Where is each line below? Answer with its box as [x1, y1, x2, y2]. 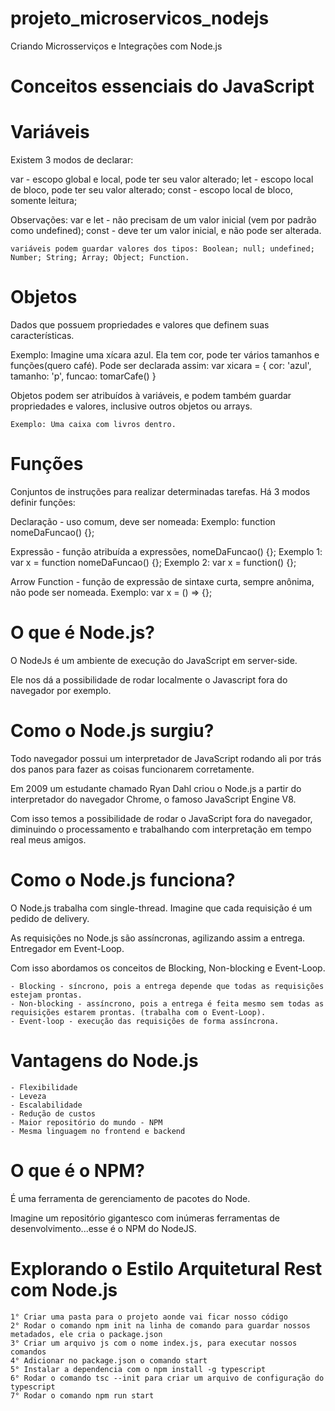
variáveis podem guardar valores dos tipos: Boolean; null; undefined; [10, 244, 315, 254]
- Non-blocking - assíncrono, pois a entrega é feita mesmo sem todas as [10, 998, 325, 1009]
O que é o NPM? [10, 1159, 145, 1182]
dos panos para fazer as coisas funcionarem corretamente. [10, 763, 255, 775]
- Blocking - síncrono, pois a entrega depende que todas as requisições [10, 981, 325, 991]
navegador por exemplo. [10, 684, 112, 696]
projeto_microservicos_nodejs [10, 7, 270, 30]
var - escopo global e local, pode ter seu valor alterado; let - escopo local [10, 173, 314, 186]
